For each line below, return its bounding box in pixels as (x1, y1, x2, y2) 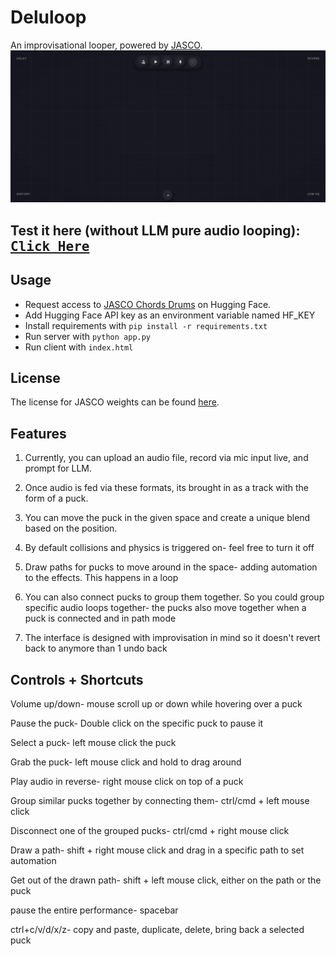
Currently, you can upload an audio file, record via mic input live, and (24, 452, 309, 464)
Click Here (10, 238, 90, 255)
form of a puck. (24, 492, 89, 505)
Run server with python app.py (24, 330, 152, 342)
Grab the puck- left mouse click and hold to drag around (10, 756, 242, 768)
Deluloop (10, 6, 87, 29)
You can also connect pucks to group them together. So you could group (24, 591, 325, 603)
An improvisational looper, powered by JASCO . (10, 39, 203, 51)
